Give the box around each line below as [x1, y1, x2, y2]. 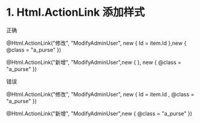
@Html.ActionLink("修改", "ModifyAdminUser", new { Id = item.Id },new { [6, 39, 187, 46]
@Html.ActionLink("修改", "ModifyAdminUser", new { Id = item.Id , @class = [6, 90, 195, 98]
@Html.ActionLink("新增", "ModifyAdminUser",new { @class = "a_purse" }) [6, 110, 192, 117]
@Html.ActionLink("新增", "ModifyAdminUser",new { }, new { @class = [6, 58, 182, 66]
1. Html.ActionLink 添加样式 [6, 5, 145, 19]
